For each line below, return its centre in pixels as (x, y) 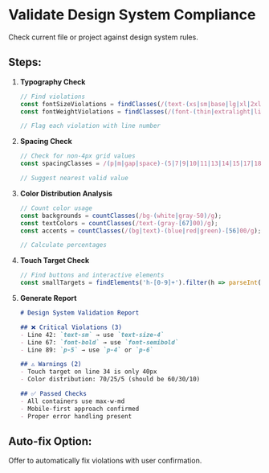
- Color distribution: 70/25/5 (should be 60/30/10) (110, 380)
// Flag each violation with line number (90, 126)
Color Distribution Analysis (66, 193)
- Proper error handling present (76, 416)
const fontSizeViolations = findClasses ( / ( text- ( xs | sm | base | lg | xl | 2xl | (142, 104)
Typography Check (53, 81)
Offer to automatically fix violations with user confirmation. (105, 461)
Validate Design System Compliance (132, 15)
